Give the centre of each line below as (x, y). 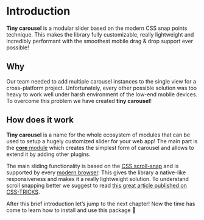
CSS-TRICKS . (23, 192)
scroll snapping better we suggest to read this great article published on (97, 185)
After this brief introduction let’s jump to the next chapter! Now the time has (101, 204)
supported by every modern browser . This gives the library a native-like (96, 172)
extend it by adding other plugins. (48, 154)
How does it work (40, 120)
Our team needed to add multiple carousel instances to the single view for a (101, 81)
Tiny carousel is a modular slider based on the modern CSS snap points (97, 28)
